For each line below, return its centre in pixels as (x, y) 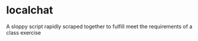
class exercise (24, 32)
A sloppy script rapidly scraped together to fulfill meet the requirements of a (99, 26)
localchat (30, 10)
